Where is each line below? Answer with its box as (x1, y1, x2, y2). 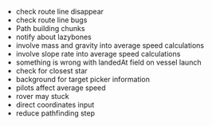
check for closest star (15, 66, 88, 75)
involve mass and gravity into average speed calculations (15, 41, 205, 50)
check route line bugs (15, 15, 88, 25)
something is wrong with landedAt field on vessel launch (15, 57, 202, 67)
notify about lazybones (15, 32, 92, 41)
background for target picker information (15, 75, 150, 84)
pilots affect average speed (15, 83, 106, 93)
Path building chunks (15, 24, 85, 33)
